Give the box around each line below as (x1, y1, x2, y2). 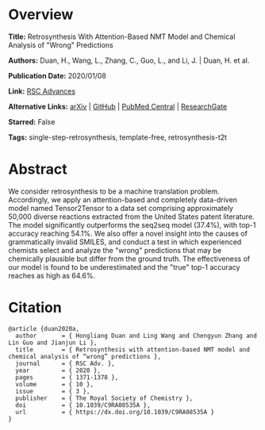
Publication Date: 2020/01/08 (8, 71, 107, 80)
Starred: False (8, 117, 56, 126)
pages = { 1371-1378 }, (15, 373, 119, 382)
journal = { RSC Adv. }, (15, 359, 115, 367)
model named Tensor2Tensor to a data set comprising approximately (8, 203, 234, 213)
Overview (8, 6, 74, 24)
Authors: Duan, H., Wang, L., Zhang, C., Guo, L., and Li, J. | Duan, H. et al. (8, 56, 250, 65)
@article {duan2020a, (8, 324, 80, 332)
